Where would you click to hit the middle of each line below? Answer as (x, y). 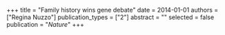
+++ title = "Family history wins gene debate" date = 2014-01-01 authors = (112, 10)
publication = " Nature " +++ (45, 24)
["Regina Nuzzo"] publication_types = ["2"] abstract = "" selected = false (110, 17)
